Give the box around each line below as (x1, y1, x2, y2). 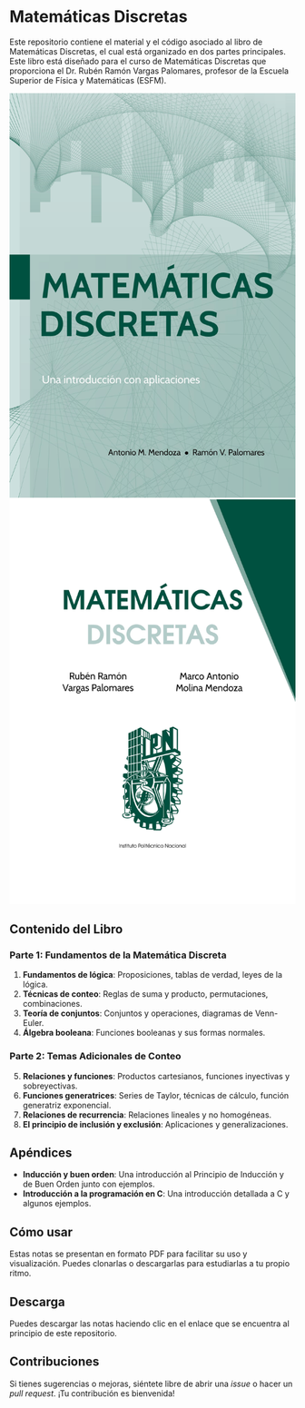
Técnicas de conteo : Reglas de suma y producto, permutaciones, (22, 989, 269, 999)
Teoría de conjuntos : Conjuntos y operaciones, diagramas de (22, 1008, 253, 1019)
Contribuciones (9, 1354, 100, 1370)
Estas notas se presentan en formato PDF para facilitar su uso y (9, 1248, 248, 1259)
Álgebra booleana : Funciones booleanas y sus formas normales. (22, 1028, 266, 1039)
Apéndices (9, 1145, 73, 1160)
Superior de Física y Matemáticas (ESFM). (9, 74, 167, 85)
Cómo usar (9, 1224, 74, 1240)
